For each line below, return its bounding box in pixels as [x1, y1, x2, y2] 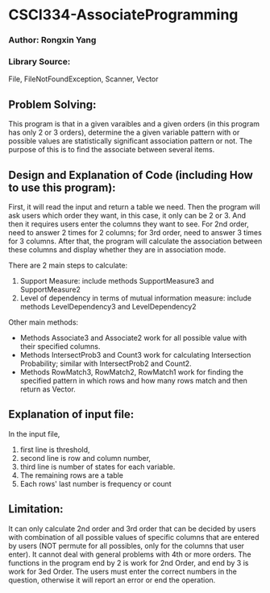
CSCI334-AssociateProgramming [8, 6, 239, 24]
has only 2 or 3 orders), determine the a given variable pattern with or [8, 127, 240, 138]
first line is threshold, [19, 445, 90, 454]
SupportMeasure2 [19, 284, 81, 295]
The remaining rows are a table [19, 470, 123, 480]
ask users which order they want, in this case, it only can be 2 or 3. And [8, 211, 247, 221]
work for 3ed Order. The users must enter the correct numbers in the [8, 566, 238, 576]
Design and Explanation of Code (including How [8, 168, 254, 182]
